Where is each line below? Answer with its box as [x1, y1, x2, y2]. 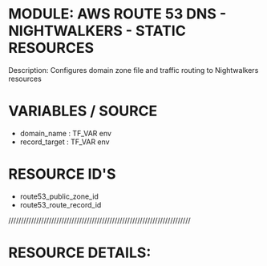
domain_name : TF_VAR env [19, 128, 112, 138]
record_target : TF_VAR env [19, 137, 110, 147]
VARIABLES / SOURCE [8, 102, 158, 120]
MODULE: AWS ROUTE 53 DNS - [8, 5, 227, 23]
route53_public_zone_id [19, 191, 99, 201]
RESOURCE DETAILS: [8, 244, 152, 261]
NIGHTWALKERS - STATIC [8, 22, 186, 40]
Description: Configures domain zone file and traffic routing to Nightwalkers [8, 65, 259, 75]
